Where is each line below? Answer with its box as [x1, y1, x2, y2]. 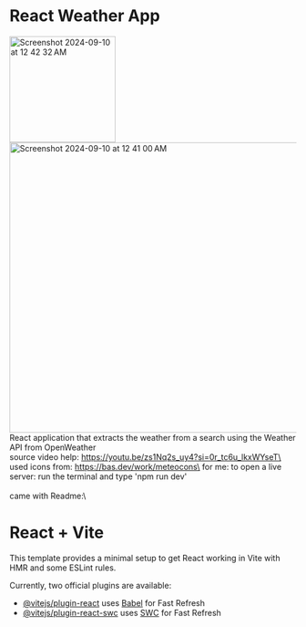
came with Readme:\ [9, 490, 87, 501]
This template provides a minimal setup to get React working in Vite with [9, 552, 280, 563]
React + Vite [9, 522, 105, 543]
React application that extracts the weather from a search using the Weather [9, 432, 296, 443]
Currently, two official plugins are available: [9, 580, 172, 590]
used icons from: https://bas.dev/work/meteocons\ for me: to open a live [9, 461, 282, 472]
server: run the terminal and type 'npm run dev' [9, 471, 188, 482]
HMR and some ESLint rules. [9, 562, 117, 573]
